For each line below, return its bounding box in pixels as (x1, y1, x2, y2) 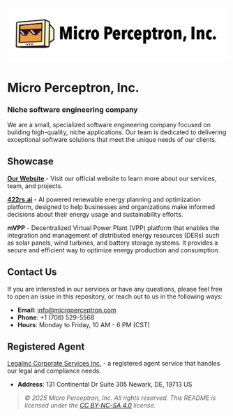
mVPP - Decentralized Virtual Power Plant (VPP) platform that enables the (7, 223, 220, 232)
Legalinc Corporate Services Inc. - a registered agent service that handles (7, 359, 220, 368)
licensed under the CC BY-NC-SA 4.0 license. (24, 401, 156, 410)
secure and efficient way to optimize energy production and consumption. (7, 245, 220, 254)
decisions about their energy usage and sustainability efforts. (7, 210, 183, 218)
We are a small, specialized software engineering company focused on (7, 120, 211, 129)
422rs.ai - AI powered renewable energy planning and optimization (7, 195, 201, 203)
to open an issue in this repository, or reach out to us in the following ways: (7, 292, 223, 301)
